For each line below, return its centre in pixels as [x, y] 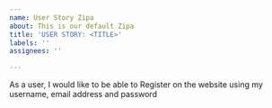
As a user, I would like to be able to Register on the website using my [136, 85]
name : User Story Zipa [52, 18]
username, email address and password [83, 94]
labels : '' [30, 43]
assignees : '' [36, 51]
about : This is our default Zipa [72, 26]
